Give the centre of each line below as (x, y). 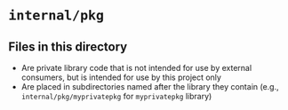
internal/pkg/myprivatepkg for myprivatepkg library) (116, 96)
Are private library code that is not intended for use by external (136, 68)
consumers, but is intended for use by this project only (121, 77)
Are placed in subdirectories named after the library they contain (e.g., (150, 86)
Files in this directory (68, 47)
